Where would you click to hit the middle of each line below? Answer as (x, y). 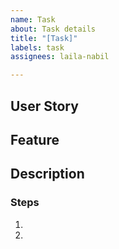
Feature (35, 139)
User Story (44, 106)
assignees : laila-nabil (60, 57)
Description (47, 174)
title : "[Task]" (44, 38)
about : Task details (53, 29)
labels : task (37, 47)
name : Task (33, 19)
